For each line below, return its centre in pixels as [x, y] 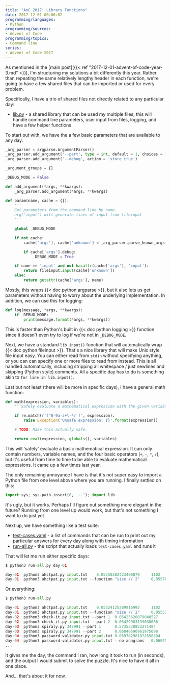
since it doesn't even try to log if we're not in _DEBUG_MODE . [66, 335]
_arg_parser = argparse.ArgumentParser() [50, 149]
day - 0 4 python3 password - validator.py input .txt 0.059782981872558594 [83, 636]
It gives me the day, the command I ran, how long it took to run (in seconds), [85, 655]
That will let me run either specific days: [47, 556]
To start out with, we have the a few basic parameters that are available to [83, 135]
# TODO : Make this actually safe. [51, 429]
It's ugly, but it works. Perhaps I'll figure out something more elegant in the [83, 504]
